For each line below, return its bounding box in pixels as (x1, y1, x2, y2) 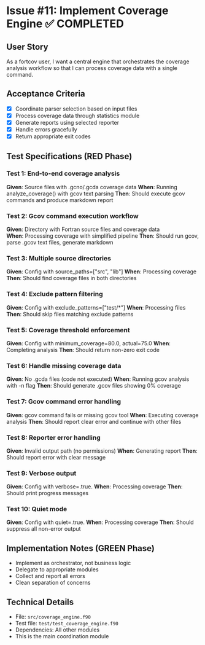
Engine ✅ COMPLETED (6, 17, 125, 31)
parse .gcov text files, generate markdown (6, 239, 114, 246)
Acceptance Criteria (6, 88, 85, 99)
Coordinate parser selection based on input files (15, 105, 137, 112)
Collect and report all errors (15, 573, 86, 580)
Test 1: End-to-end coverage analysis (6, 170, 120, 178)
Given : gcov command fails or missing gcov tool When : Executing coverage (6, 411, 199, 418)
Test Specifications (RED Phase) (6, 151, 133, 162)
